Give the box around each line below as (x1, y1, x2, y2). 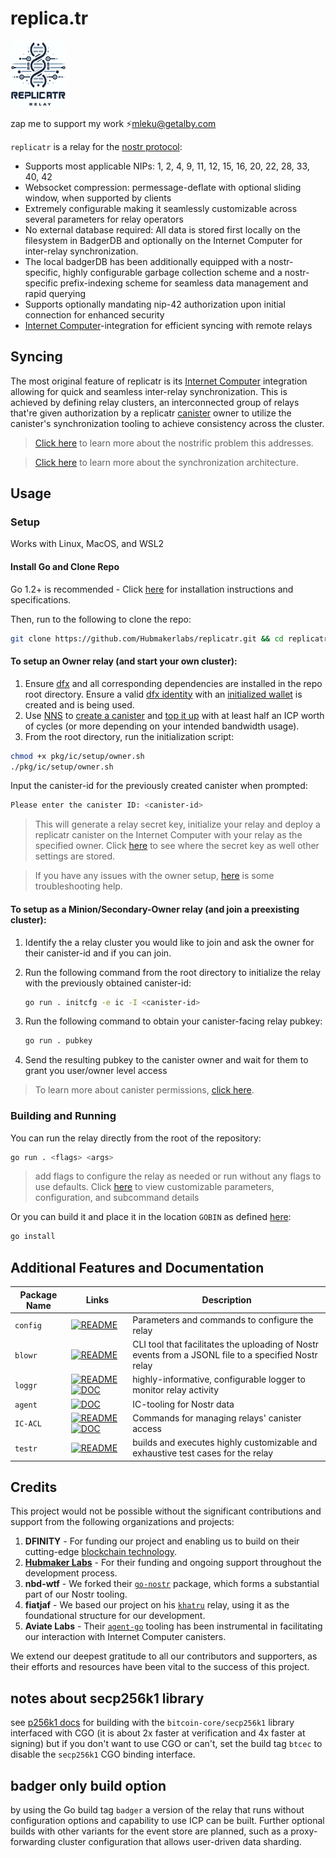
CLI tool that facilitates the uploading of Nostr (132, 1338, 320, 1351)
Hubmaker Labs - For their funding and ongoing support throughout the (24, 1557, 322, 1569)
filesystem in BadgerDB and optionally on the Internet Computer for (24, 234, 303, 246)
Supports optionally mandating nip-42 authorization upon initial (24, 298, 286, 310)
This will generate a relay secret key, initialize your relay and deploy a (34, 818, 321, 831)
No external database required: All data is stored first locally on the (24, 223, 301, 236)
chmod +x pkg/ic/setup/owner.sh (10, 751, 145, 761)
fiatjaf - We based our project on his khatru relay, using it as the (24, 1599, 290, 1611)
